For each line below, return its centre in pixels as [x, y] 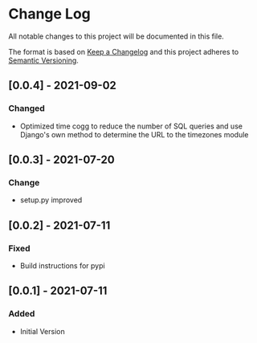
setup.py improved [51, 200]
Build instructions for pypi [63, 265]
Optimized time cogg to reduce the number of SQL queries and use [131, 126]
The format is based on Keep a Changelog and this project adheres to [124, 51]
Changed [27, 108]
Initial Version [43, 331]
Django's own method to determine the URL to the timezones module [134, 134]
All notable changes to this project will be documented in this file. [116, 36]
